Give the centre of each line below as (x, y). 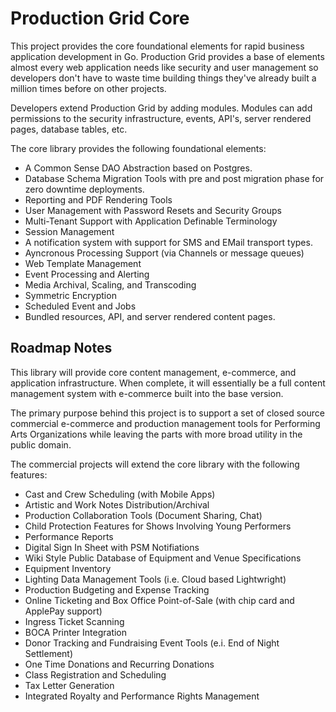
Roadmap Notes (61, 348)
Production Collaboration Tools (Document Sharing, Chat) (143, 515)
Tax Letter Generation (69, 685)
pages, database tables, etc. (69, 129)
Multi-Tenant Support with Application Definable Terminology (151, 221)
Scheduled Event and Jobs (80, 306)
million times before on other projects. (88, 88)
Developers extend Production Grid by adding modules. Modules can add (161, 108)
